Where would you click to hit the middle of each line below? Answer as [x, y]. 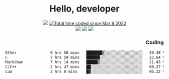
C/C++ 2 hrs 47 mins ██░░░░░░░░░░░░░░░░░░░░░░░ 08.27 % [85, 67]
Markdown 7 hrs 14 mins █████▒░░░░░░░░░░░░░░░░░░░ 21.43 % [85, 62]
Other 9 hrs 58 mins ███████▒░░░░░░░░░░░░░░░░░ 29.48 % [85, 53]
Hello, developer [84, 9]
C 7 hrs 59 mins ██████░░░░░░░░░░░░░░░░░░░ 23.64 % [85, 58]
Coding [155, 42]
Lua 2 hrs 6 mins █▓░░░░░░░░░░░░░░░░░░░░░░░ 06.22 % [85, 71]
